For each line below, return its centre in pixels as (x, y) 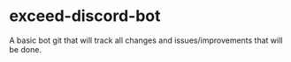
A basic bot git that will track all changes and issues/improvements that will (146, 40)
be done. (26, 49)
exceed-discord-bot (85, 16)
